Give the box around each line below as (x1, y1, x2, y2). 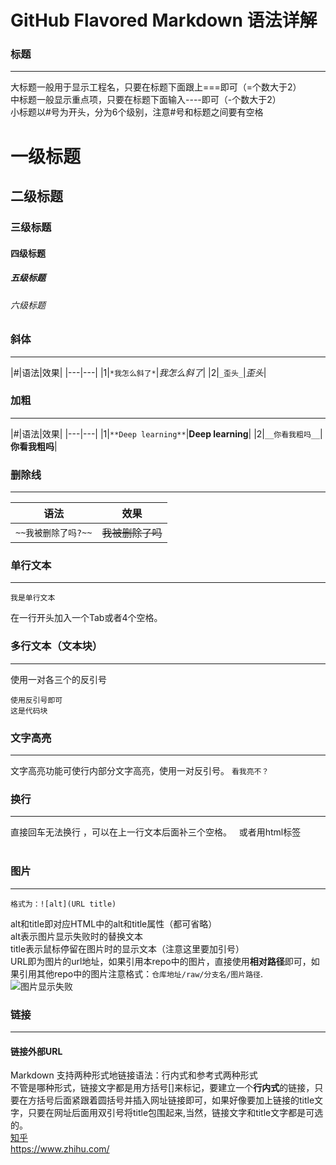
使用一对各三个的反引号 (10, 673, 107, 685)
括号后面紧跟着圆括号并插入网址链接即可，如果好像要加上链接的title (36, 1094, 315, 1106)
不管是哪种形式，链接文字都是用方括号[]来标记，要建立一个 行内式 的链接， (10, 1082, 315, 1094)
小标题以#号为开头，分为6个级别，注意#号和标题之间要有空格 (10, 106, 264, 118)
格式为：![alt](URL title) (10, 899, 117, 909)
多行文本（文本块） (10, 639, 103, 653)
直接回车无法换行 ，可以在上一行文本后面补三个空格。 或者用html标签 (10, 826, 302, 838)
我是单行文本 (10, 593, 56, 603)
